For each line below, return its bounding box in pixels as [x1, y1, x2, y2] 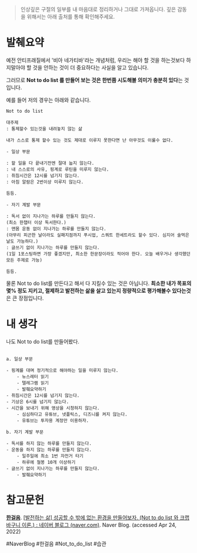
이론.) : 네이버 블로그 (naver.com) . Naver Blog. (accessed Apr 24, [21, 521, 177, 528]
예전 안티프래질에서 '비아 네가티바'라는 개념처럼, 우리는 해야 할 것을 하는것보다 [6, 56, 185, 64]
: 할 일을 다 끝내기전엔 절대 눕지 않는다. [6, 160, 95, 166]
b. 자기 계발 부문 [6, 429, 44, 435]
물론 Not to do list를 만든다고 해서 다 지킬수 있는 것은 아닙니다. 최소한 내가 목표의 [6, 280, 192, 287]
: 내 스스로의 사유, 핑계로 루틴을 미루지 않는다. [6, 166, 109, 172]
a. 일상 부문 [6, 356, 34, 362]
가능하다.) [16, 238, 39, 244]
